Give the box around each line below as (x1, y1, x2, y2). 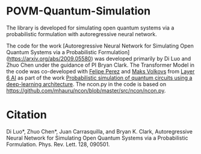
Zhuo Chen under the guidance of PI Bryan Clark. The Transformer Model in (6, 61, 194, 69)
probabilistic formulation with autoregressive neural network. (6, 30, 158, 37)
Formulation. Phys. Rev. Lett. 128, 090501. (6, 140, 110, 148)
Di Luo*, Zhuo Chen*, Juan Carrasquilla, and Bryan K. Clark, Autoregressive (6, 128, 193, 135)
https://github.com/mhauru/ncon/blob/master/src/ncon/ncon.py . (6, 87, 166, 94)
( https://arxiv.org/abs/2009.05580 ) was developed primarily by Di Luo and (6, 55, 191, 62)
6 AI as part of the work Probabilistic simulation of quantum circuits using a (6, 74, 193, 81)
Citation (6, 108, 47, 122)
